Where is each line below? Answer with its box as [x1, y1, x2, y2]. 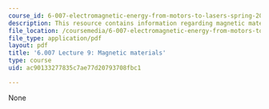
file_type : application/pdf [8, 34, 102, 42]
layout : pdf [8, 42, 48, 50]
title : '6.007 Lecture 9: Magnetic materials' [8, 49, 167, 57]
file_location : [8, 26, 59, 34]
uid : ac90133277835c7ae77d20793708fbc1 [8, 64, 142, 72]
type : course [8, 57, 52, 65]
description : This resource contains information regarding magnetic [8, 19, 246, 27]
